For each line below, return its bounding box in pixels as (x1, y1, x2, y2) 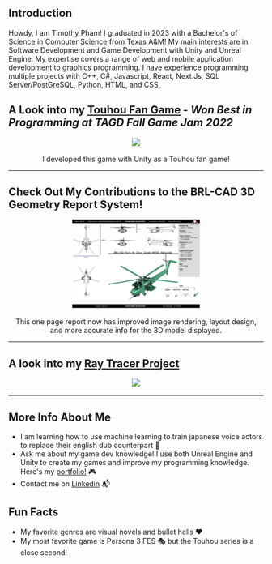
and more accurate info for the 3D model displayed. (49, 326, 223, 335)
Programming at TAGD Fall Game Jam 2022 (8, 116, 233, 130)
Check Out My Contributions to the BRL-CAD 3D (8, 186, 255, 199)
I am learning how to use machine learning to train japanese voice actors (19, 432, 263, 442)
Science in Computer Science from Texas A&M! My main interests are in (8, 36, 249, 46)
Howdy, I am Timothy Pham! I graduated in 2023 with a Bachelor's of (8, 28, 238, 37)
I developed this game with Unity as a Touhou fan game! (41, 154, 231, 164)
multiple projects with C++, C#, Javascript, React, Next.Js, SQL (8, 70, 220, 80)
